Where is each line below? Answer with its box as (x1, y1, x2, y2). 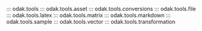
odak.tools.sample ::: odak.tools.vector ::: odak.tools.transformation (6, 18, 176, 25)
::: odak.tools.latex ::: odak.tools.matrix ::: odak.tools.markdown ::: (6, 12, 171, 19)
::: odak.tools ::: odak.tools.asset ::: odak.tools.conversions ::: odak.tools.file (6, 5, 197, 12)
